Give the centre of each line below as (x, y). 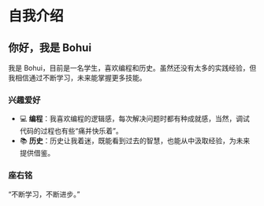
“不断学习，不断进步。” (44, 194)
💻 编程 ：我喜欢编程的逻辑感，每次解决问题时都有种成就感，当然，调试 (135, 119)
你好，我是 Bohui (50, 48)
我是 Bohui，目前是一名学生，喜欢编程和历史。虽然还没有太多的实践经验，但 (132, 68)
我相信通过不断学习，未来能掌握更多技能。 (77, 78)
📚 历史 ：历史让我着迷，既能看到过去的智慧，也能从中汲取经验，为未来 (135, 141)
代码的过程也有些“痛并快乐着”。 (71, 131)
